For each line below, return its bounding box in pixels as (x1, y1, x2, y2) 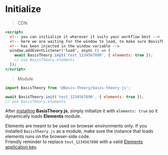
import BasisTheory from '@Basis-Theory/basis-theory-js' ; (5, 85, 131, 90)
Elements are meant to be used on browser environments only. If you (5, 123, 147, 129)
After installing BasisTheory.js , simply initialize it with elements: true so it (5, 108, 158, 114)
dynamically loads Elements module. (5, 113, 81, 119)
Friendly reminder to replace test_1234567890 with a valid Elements (5, 139, 143, 145)
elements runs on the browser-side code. (5, 134, 90, 140)
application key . (5, 144, 37, 150)
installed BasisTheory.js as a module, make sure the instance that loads (5, 128, 153, 134)
